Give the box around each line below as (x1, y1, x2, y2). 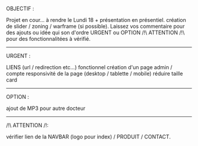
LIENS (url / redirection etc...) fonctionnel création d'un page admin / (6, 64, 173, 70)
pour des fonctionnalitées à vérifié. (6, 35, 91, 42)
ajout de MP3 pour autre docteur (6, 105, 85, 112)
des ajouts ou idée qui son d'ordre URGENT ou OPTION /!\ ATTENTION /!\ (6, 29, 185, 36)
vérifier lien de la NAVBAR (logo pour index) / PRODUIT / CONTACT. (6, 133, 171, 140)
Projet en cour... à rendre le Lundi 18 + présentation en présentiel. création (6, 17, 187, 23)
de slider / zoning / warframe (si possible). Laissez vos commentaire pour (6, 23, 185, 30)
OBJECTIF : (6, 5, 34, 12)
